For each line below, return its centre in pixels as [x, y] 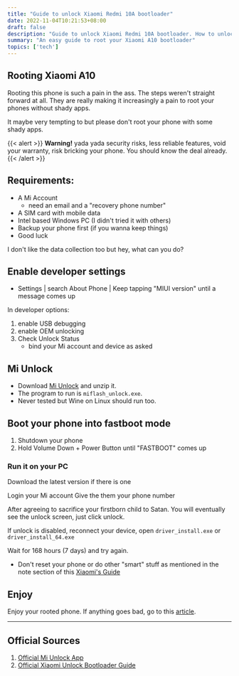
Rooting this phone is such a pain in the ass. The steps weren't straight [111, 92]
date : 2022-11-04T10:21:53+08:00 [57, 21]
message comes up [47, 296]
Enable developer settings [67, 272]
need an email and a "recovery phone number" [97, 205]
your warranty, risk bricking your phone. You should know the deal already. [117, 151]
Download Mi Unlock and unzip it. [67, 386]
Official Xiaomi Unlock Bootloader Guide [77, 665]
